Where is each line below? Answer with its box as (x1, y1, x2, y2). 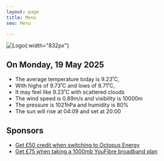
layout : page (6, 8, 39, 15)
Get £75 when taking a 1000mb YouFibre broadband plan (15, 148, 158, 155)
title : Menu (6, 15, 36, 21)
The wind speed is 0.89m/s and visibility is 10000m (15, 95, 143, 102)
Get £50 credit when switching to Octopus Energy (15, 142, 140, 148)
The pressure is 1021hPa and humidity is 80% (15, 101, 129, 109)
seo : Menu (6, 20, 31, 26)
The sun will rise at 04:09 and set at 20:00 (15, 108, 121, 115)
